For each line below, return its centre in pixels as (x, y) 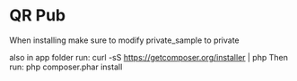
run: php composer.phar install (66, 67)
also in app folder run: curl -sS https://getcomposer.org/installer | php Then (149, 57)
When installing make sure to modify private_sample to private (124, 40)
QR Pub (37, 16)
